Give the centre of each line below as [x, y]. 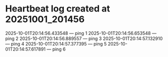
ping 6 [59, 49]
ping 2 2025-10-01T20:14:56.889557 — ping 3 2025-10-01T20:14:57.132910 [84, 38]
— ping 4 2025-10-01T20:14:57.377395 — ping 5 [56, 43]
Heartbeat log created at [58, 9]
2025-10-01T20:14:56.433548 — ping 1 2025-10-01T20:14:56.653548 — [81, 33]
